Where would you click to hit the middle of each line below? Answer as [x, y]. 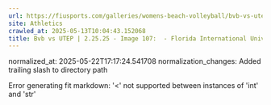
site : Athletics [35, 23]
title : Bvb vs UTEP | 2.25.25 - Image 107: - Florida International [128, 38]
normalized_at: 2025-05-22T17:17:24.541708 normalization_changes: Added [135, 61]
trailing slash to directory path [58, 70]
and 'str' [22, 94]
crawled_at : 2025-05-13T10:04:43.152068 [77, 31]
